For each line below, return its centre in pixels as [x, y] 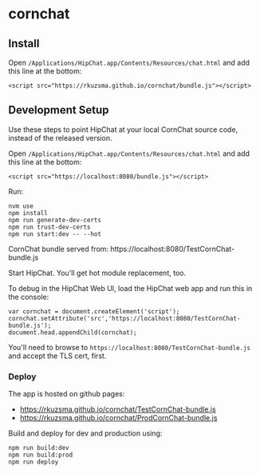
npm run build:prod [41, 455]
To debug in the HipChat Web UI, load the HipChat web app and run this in [130, 288]
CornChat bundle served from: [59, 249]
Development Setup [59, 110]
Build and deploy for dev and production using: [85, 433]
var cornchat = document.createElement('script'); [94, 311]
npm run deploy [33, 462]
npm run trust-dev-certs [49, 227]
